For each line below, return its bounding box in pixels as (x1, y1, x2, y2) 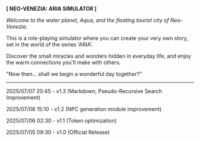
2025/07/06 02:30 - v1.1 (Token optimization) (6, 117, 117, 124)
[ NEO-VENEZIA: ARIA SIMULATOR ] (6, 5, 97, 12)
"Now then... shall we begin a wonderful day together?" (6, 70, 142, 77)
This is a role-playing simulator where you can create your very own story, (6, 35, 189, 41)
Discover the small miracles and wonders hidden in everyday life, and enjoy (6, 53, 192, 59)
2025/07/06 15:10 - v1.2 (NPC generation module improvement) (6, 106, 162, 112)
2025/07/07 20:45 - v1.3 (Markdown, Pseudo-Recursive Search (6, 88, 162, 94)
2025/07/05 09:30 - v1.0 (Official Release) (6, 128, 110, 136)
